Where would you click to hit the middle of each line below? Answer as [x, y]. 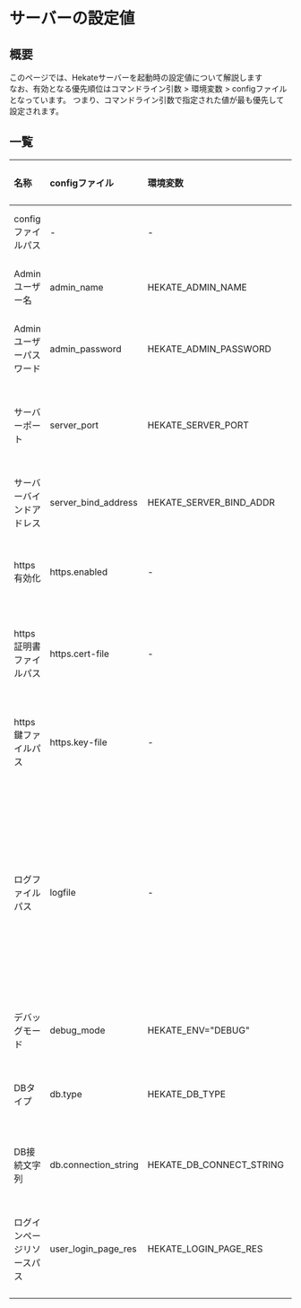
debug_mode [77, 1030]
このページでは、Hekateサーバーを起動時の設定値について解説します [136, 78]
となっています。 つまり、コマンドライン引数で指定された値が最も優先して [147, 100]
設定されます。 [37, 111]
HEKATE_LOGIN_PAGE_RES [205, 1249]
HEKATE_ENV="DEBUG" [198, 1030]
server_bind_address [94, 502]
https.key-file [78, 742]
